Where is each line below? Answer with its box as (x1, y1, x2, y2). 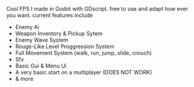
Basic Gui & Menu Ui (15, 62, 67, 69)
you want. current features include (6, 12, 93, 19)
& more (15, 75, 34, 82)
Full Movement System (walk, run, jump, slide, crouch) (15, 49, 153, 57)
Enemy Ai (15, 24, 40, 30)
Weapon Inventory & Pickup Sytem (15, 30, 102, 37)
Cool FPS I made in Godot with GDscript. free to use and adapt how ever (6, 5, 189, 12)
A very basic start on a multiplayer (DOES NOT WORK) (15, 69, 153, 75)
